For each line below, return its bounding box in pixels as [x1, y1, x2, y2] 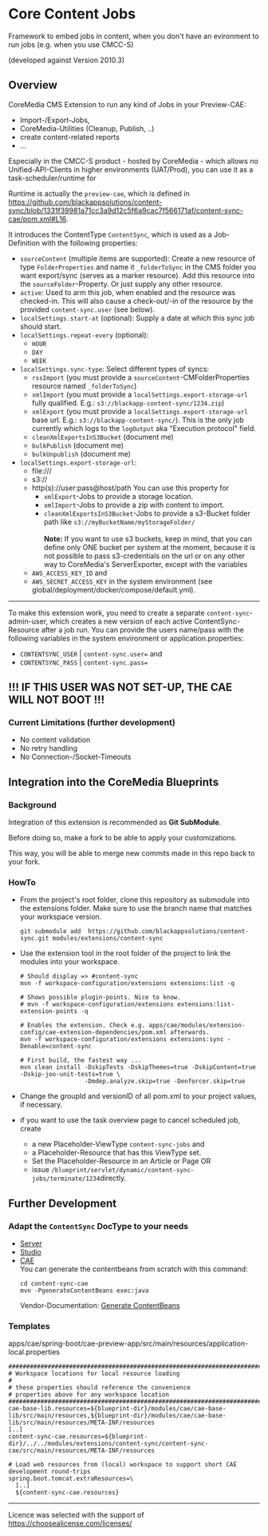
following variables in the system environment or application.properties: [8, 633, 244, 643]
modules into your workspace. [19, 957, 120, 967]
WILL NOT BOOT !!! [8, 693, 105, 707]
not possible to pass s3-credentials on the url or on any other [43, 551, 246, 561]
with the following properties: [41, 237, 138, 248]
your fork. [8, 857, 41, 867]
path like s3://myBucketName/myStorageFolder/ [43, 517, 195, 526]
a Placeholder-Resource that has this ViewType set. [31, 1148, 202, 1158]
